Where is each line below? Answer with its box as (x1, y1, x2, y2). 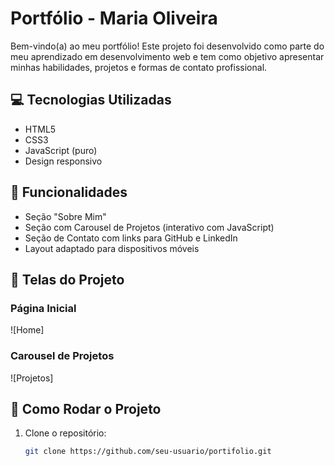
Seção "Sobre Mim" (24, 210, 107, 222)
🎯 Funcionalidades (10, 184, 128, 201)
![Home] (10, 324, 45, 336)
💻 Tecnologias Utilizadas (10, 92, 172, 109)
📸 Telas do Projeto (10, 271, 125, 288)
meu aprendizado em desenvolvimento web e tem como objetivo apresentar (10, 50, 325, 62)
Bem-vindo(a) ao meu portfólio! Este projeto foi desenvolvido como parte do (10, 40, 325, 52)
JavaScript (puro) (24, 144, 98, 156)
